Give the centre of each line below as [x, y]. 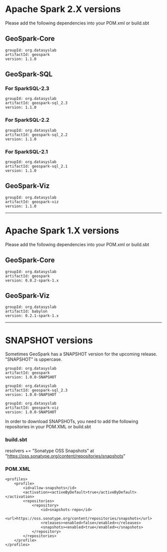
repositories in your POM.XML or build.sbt [48, 427]
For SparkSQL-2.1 [27, 152]
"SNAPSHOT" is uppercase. [34, 359]
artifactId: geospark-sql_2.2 [37, 135]
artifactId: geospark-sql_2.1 [37, 166]
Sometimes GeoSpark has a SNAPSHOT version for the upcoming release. [81, 354]
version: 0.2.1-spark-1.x [32, 316]
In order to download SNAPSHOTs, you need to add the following [72, 421]
